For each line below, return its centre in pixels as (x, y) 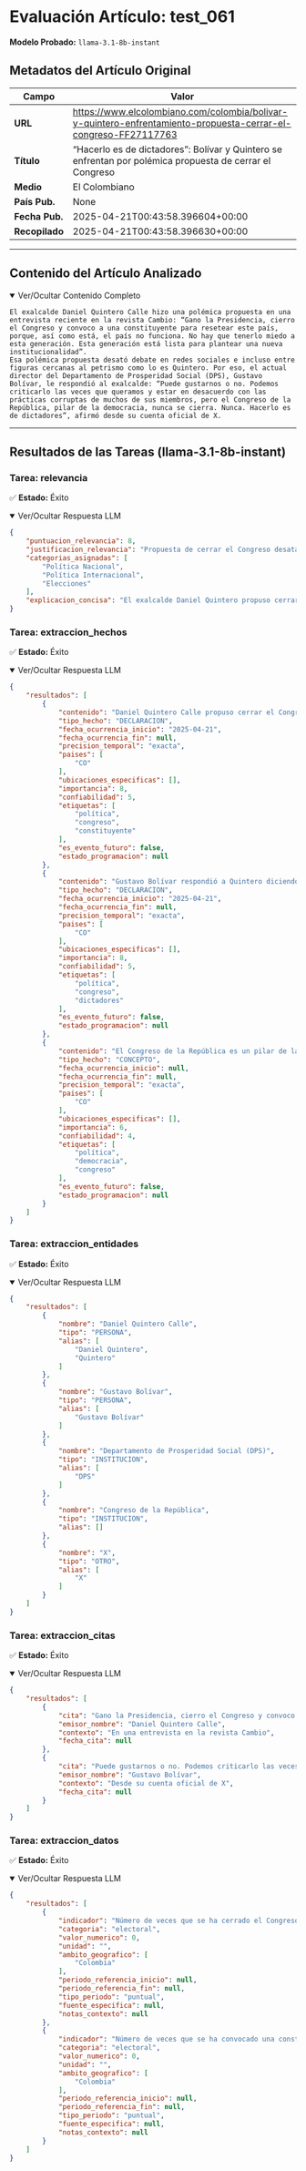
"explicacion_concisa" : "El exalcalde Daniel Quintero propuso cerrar (163, 600)
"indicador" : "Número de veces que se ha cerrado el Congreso (178, 1921)
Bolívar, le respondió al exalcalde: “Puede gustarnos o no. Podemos (144, 384)
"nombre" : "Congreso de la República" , (133, 1510)
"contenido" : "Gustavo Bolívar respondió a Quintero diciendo (178, 882)
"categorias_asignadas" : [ (77, 558)
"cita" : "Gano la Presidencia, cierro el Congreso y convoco (177, 1715)
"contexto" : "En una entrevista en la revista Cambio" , (166, 1733)
